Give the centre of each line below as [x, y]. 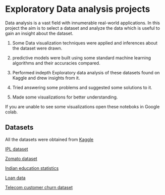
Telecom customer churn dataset [39, 187]
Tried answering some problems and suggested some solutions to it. [82, 87]
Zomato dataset [21, 158]
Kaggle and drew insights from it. [46, 78]
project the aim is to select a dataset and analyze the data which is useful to [82, 28]
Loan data [15, 178]
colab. [12, 112]
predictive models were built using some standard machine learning [82, 57]
